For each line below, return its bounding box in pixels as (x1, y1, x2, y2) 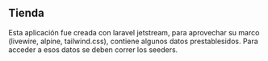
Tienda (8, 6, 44, 20)
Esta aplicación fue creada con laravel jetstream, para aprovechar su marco (8, 27, 260, 37)
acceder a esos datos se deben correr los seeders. (8, 44, 178, 55)
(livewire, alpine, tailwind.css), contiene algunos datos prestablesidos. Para (8, 36, 258, 46)
